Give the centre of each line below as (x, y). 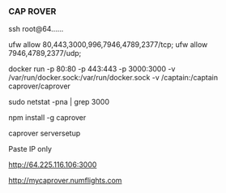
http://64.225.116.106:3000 (53, 165)
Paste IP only (30, 149)
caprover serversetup (45, 133)
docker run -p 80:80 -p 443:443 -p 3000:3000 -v (92, 69)
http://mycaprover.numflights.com (65, 181)
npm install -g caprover (47, 118)
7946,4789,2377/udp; (45, 54)
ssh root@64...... (36, 29)
